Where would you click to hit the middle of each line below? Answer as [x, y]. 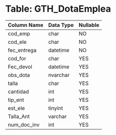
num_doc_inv [24, 124]
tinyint [56, 108]
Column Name [26, 25]
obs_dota [19, 75]
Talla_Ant [19, 116]
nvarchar [59, 75]
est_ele [16, 108]
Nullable [89, 25]
